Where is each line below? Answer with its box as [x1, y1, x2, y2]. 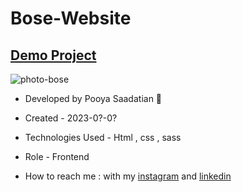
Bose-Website [10, 7, 132, 30]
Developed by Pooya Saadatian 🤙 [24, 93, 163, 104]
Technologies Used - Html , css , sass [24, 132, 182, 143]
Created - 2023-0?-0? [24, 112, 118, 124]
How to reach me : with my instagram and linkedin [24, 170, 232, 182]
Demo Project [10, 47, 97, 64]
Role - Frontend [24, 151, 90, 162]
